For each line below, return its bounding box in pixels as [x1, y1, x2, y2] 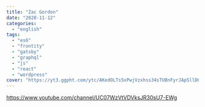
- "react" [12, 65, 37, 72]
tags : [6, 32, 20, 38]
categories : [6, 20, 37, 26]
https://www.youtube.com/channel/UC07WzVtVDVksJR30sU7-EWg [6, 94, 178, 101]
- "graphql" [12, 54, 43, 61]
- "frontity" [12, 43, 45, 50]
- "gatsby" [12, 49, 40, 55]
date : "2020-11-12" [6, 15, 56, 21]
